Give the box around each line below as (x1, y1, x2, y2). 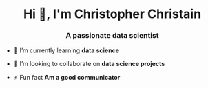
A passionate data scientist (65, 31, 159, 41)
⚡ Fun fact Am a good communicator (13, 74, 121, 82)
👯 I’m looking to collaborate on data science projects (13, 60, 165, 68)
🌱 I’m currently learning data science (13, 46, 119, 54)
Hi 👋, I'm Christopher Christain (23, 6, 202, 22)
